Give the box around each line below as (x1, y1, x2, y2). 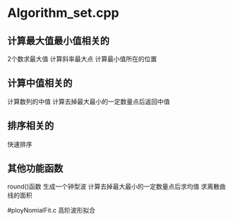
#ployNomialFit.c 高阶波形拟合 (7, 206, 95, 215)
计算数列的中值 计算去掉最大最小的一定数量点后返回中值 (7, 97, 170, 106)
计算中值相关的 (7, 77, 73, 89)
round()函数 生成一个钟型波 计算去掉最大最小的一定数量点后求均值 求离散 (7, 182, 220, 191)
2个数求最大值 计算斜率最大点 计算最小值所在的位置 (7, 55, 157, 63)
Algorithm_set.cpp (7, 5, 119, 21)
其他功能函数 (7, 163, 64, 175)
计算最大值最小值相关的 (7, 34, 109, 46)
